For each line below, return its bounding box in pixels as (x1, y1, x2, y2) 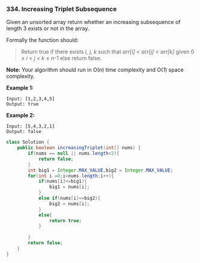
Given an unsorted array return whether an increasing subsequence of (6, 19, 181, 26)
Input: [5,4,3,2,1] (6, 123, 55, 129)
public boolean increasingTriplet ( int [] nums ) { (17, 145, 141, 151)
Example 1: (6, 84, 34, 91)
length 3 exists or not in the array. (6, 25, 89, 32)
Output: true (6, 101, 39, 107)
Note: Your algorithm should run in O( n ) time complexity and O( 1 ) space (6, 66, 184, 73)
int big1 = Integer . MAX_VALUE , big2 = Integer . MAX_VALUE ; (28, 167, 174, 173)
